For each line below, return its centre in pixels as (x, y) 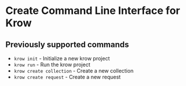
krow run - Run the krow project (52, 64)
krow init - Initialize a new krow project (62, 58)
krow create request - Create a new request (67, 77)
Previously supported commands (67, 44)
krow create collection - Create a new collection (73, 71)
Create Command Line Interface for (93, 11)
